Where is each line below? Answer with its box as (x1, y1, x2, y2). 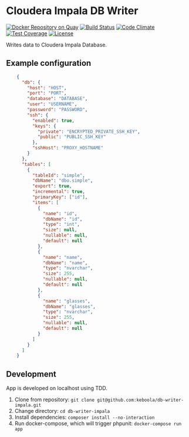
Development (6, 369, 57, 379)
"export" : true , (32, 184, 72, 189)
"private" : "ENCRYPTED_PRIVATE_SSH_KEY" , (37, 128, 141, 135)
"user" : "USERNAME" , (27, 101, 77, 107)
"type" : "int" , (43, 222, 80, 228)
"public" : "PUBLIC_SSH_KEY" (37, 134, 107, 140)
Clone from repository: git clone (14, 396, 95, 403)
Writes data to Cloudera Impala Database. (6, 41, 107, 48)
